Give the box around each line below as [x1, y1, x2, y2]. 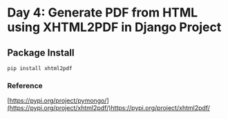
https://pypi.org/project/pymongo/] [9, 96, 109, 105]
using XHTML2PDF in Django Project [7, 19, 222, 35]
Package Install [7, 47, 75, 58]
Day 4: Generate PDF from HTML [7, 5, 198, 21]
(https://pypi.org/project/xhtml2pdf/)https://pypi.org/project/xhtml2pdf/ [7, 104, 211, 112]
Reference [7, 80, 43, 90]
